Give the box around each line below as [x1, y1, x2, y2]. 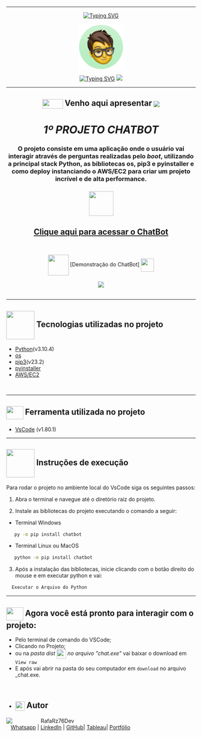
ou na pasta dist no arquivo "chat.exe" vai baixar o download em [14, 650, 187, 657]
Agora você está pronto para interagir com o [25, 608, 194, 618]
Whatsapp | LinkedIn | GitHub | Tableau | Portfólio [10, 723, 130, 731]
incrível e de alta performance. [55, 175, 147, 183]
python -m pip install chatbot [14, 555, 93, 561]
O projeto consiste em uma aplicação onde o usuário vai [17, 144, 185, 153]
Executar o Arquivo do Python [11, 584, 87, 591]
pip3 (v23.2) [14, 358, 44, 365]
